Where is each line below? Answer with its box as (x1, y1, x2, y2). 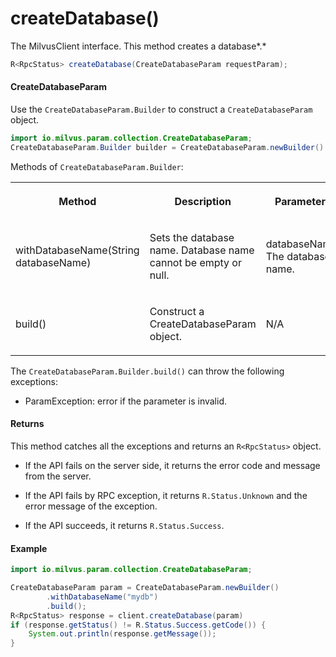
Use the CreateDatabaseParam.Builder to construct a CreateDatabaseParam (10, 103, 313, 116)
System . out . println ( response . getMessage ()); (28, 629, 217, 639)
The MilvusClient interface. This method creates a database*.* (10, 40, 267, 52)
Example (10, 542, 48, 554)
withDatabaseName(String (15, 243, 140, 257)
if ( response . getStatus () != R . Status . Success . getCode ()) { (10, 620, 267, 630)
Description (174, 194, 232, 208)
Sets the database (149, 230, 235, 244)
